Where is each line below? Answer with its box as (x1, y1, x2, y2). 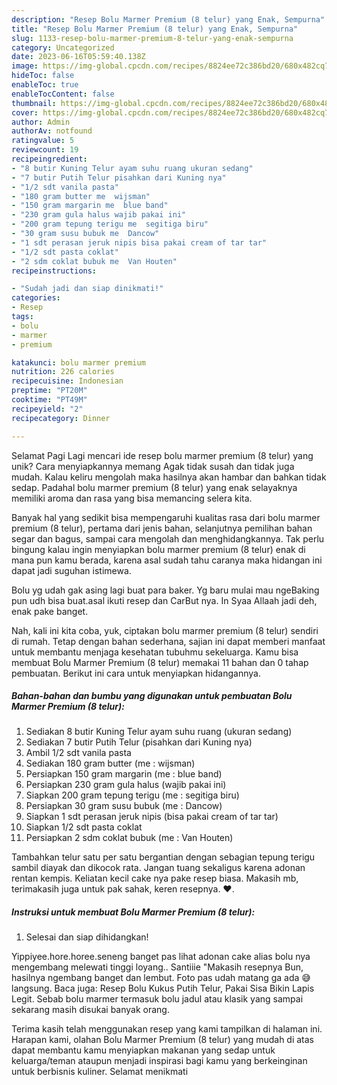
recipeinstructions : (11, 266, 98, 276)
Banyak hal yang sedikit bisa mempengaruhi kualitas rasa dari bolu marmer (11, 511, 321, 523)
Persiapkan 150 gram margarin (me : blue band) (25, 768, 223, 780)
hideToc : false (11, 71, 75, 81)
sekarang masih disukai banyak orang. (11, 1004, 170, 1016)
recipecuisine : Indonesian (11, 376, 124, 386)
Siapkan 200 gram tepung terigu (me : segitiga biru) (25, 789, 240, 801)
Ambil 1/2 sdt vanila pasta (25, 747, 132, 759)
